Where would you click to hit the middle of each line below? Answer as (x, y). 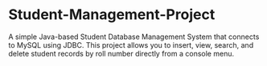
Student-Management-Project (112, 15)
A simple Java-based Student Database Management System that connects (134, 37)
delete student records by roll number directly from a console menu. (121, 53)
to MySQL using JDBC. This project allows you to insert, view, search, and (131, 45)
